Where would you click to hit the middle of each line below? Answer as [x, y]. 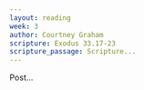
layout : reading [40, 18]
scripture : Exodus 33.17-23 [63, 43]
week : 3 [24, 26]
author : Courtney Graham [57, 35]
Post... [21, 77]
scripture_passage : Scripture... [73, 52]
